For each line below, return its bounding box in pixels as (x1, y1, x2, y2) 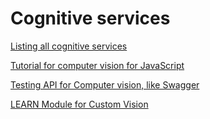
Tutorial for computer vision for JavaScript (10, 59, 185, 71)
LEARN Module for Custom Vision (10, 98, 149, 110)
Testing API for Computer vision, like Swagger (10, 78, 200, 91)
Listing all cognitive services (10, 40, 128, 52)
